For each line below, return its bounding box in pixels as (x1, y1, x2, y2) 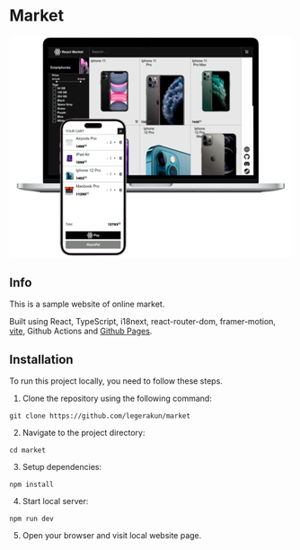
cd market (9, 446, 47, 455)
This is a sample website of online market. (9, 298, 165, 310)
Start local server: (22, 496, 89, 507)
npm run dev (9, 514, 54, 524)
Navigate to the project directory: (22, 428, 146, 439)
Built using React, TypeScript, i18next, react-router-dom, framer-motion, (9, 316, 277, 327)
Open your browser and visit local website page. (22, 530, 202, 541)
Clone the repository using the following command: (22, 393, 213, 404)
